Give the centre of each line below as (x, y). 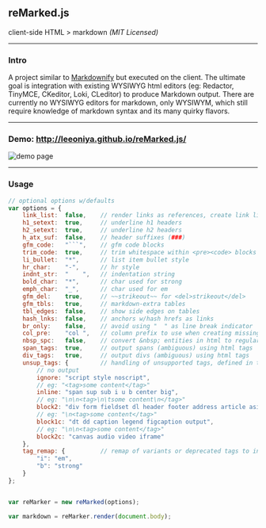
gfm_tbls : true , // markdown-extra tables (104, 304)
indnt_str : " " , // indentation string (99, 274)
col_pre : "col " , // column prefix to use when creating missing (141, 333)
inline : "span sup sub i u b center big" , (108, 392)
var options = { (35, 208)
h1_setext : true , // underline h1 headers (102, 223)
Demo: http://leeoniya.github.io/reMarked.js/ (97, 140)
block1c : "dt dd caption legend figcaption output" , (125, 422)
